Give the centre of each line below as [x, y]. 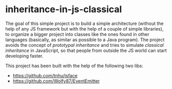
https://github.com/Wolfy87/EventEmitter [56, 81]
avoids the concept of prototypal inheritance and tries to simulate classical [85, 45]
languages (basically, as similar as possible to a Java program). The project [85, 40]
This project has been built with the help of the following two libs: [74, 66]
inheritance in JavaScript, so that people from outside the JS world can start [86, 50]
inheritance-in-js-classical [64, 9]
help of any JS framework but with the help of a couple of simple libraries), [84, 28]
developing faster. [24, 56]
